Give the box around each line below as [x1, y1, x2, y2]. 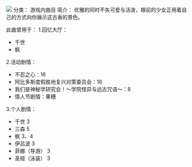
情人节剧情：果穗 [14, 93, 56, 100]
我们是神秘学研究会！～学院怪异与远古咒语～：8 [14, 86, 131, 92]
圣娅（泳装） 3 [14, 155, 51, 162]
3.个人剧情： [6, 106, 37, 112]
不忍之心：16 [14, 71, 46, 78]
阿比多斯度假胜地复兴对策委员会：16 [14, 78, 102, 85]
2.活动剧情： [6, 59, 37, 65]
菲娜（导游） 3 [14, 148, 51, 154]
